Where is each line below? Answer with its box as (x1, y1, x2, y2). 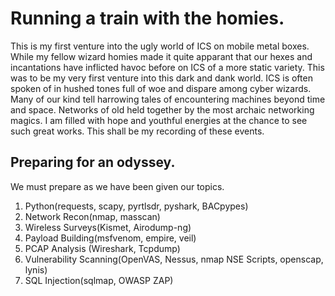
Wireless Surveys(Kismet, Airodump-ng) (24, 221, 192, 233)
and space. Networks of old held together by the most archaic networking (10, 103, 315, 116)
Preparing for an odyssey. (10, 154, 176, 171)
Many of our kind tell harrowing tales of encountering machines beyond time (10, 93, 326, 105)
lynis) (24, 263, 48, 276)
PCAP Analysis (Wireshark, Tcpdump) (24, 242, 181, 254)
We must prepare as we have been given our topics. (10, 180, 225, 192)
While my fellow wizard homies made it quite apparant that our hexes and (10, 50, 313, 62)
